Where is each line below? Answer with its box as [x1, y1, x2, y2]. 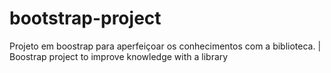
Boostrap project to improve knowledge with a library [9, 50, 229, 62]
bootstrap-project [9, 7, 162, 30]
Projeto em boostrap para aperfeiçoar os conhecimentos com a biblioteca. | [9, 40, 322, 52]
